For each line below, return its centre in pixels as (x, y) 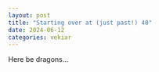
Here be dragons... (38, 59)
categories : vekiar (40, 37)
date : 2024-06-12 (36, 30)
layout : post (29, 15)
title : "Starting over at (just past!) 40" (80, 23)
